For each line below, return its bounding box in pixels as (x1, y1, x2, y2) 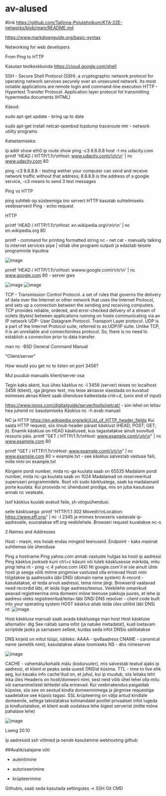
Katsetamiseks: (5, 138, 37, 144)
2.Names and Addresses (5, 528, 55, 535)
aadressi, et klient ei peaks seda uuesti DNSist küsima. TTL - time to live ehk (5, 666, 161, 672)
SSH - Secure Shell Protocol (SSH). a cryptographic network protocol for (5, 73, 154, 79)
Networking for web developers (5, 44, 70, 50)
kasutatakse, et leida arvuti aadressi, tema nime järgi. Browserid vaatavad (5, 580, 156, 586)
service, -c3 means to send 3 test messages (5, 178, 96, 184)
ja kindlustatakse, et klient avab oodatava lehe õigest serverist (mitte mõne (5, 702, 158, 709)
